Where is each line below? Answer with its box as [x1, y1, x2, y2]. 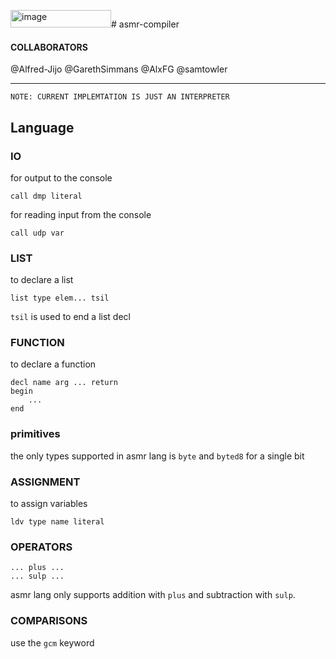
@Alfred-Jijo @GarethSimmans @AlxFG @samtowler [10, 63, 228, 75]
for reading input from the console [10, 208, 152, 220]
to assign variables [10, 498, 88, 510]
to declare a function [10, 358, 97, 370]
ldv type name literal [10, 517, 105, 527]
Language [10, 119, 75, 136]
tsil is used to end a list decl [10, 311, 131, 323]
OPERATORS [10, 540, 73, 554]
